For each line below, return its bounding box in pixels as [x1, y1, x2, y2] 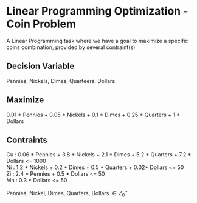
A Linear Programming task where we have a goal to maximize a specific [6, 37, 188, 44]
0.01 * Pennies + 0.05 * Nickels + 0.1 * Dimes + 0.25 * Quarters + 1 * [6, 111, 181, 118]
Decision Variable [6, 61, 75, 72]
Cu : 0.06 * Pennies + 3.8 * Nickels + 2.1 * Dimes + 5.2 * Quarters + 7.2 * [6, 151, 192, 158]
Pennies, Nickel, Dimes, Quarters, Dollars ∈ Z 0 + [6, 188, 128, 198]
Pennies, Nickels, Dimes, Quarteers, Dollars [6, 77, 116, 84]
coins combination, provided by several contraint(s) [6, 44, 136, 51]
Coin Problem [6, 17, 77, 31]
